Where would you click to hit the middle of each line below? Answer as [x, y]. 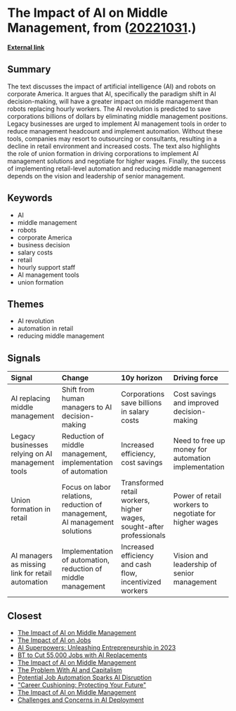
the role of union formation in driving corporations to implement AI [103, 153]
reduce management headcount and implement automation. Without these [115, 131]
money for [190, 450]
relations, [77, 496]
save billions [142, 403]
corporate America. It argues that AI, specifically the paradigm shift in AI [112, 93]
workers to [191, 505]
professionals [144, 535]
